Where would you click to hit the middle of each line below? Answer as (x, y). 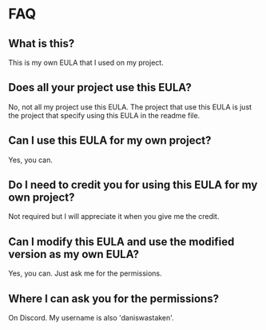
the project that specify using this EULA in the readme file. (104, 115)
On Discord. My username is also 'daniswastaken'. (91, 318)
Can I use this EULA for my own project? (110, 141)
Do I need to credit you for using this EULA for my (133, 185)
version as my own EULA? (74, 254)
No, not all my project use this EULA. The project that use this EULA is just (130, 107)
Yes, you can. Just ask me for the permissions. (85, 273)
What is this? (42, 44)
